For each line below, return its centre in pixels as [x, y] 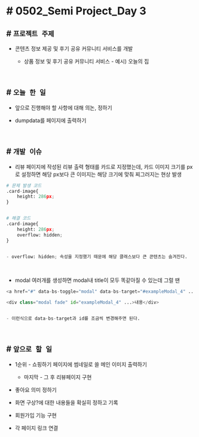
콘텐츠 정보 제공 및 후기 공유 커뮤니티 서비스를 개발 [74, 48]
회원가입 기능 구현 [36, 415]
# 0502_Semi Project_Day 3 [76, 11]
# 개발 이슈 [24, 152]
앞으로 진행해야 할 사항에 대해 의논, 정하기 [63, 107]
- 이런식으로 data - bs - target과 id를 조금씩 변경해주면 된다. [73, 318]
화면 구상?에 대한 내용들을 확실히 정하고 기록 [66, 402]
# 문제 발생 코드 [24, 186]
